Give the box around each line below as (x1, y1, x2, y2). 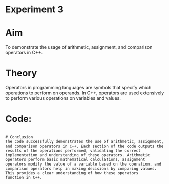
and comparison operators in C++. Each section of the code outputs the (5, 144, 164, 149)
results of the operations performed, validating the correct (5, 148, 141, 153)
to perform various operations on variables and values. (5, 95, 121, 101)
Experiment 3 (5, 4, 64, 15)
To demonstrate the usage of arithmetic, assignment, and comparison (5, 44, 153, 50)
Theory (5, 68, 37, 79)
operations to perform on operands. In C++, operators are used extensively (5, 90, 164, 96)
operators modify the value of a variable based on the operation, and (5, 161, 161, 167)
